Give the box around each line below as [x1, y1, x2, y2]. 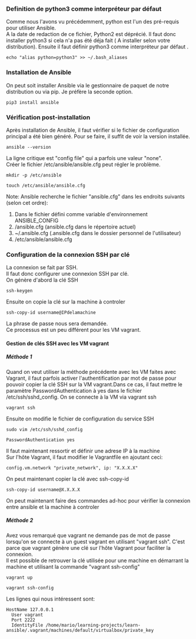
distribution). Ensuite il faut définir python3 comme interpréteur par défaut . [6, 43, 189, 50]
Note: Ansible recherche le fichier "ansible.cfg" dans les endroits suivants [6, 193, 185, 200]
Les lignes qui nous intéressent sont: [6, 595, 95, 602]
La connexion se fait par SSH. [6, 264, 78, 271]
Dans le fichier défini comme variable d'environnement [14, 210, 148, 217]
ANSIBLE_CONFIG [14, 217, 59, 224]
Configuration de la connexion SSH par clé [6, 250, 130, 259]
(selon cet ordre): [6, 199, 48, 206]
